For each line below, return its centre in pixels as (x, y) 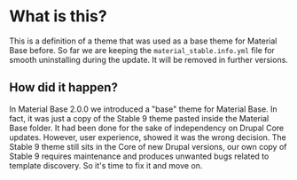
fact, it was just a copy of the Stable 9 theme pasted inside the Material (139, 118)
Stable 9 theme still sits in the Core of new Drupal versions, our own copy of (148, 146)
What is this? (59, 16)
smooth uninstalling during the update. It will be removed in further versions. (148, 59)
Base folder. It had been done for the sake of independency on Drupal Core (147, 128)
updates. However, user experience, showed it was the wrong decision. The (148, 137)
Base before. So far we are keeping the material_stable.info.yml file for (142, 50)
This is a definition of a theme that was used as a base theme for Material (143, 41)
